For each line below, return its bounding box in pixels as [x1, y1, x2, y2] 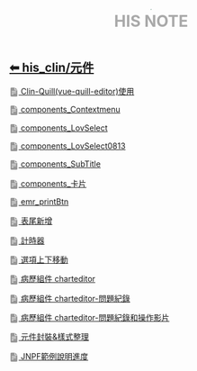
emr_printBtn [21, 195, 69, 207]
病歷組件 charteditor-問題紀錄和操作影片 [21, 312, 170, 323]
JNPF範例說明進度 [21, 350, 89, 361]
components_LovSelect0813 [21, 140, 126, 151]
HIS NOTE [113, 11, 189, 32]
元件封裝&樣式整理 [21, 331, 90, 342]
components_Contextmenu [21, 104, 121, 115]
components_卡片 [21, 177, 87, 189]
